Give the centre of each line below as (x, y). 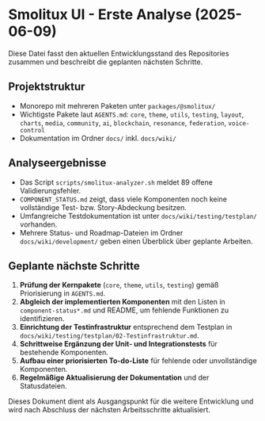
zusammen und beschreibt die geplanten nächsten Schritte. (106, 62)
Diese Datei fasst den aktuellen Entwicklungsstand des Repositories (119, 53)
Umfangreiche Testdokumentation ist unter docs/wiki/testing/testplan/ (138, 216)
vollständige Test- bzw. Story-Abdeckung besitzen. (103, 207)
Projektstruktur (47, 87)
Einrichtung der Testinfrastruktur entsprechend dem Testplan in (126, 327)
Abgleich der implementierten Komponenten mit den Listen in (122, 302)
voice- (239, 123)
